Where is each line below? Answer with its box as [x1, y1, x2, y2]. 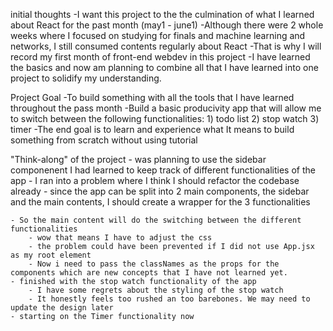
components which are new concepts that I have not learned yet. [10, 268, 288, 278]
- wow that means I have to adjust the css [28, 233, 213, 243]
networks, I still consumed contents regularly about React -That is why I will [10, 40, 322, 52]
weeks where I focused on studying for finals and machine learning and [10, 30, 306, 41]
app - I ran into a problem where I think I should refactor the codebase [10, 175, 300, 186]
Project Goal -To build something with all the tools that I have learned [10, 92, 295, 103]
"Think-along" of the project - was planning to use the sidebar [10, 154, 267, 165]
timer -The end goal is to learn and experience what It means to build [10, 124, 295, 135]
